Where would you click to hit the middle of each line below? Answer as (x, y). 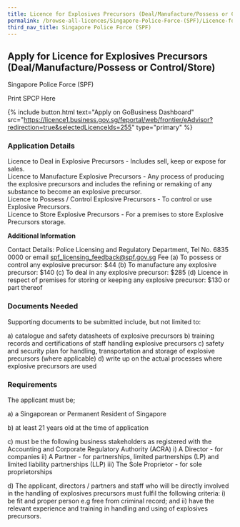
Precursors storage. (37, 222)
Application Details (41, 146)
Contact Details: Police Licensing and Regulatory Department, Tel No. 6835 (118, 250)
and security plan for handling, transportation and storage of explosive (111, 351)
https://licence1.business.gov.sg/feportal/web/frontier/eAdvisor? (118, 120)
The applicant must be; (41, 400)
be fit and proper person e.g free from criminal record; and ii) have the (111, 501)
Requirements (32, 384)
